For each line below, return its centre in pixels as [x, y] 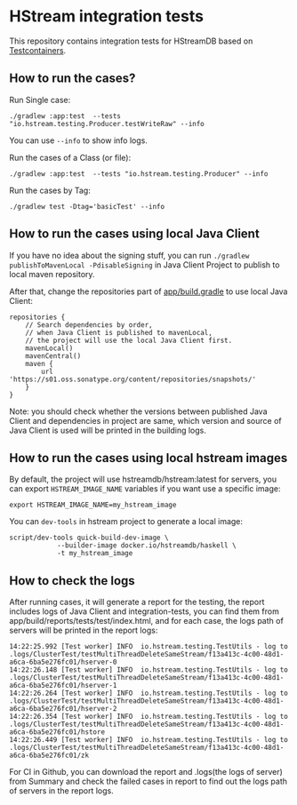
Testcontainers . [38, 50]
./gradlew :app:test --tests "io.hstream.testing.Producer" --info [139, 174]
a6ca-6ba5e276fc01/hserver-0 [63, 662]
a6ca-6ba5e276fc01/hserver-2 [63, 709]
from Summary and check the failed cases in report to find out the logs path [148, 781]
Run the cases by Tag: [50, 190]
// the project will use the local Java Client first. [129, 340]
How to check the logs [72, 581]
